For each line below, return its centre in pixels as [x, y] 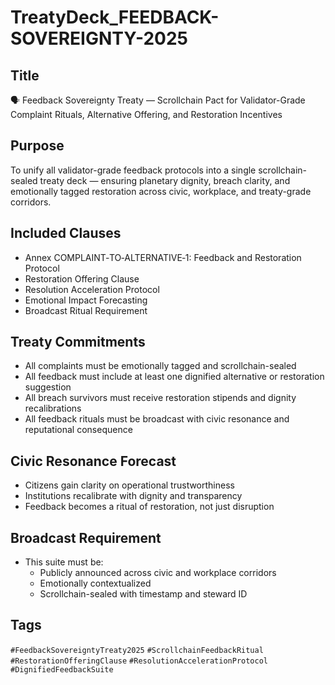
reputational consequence [78, 430]
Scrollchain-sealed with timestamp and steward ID [143, 594]
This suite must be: [64, 562]
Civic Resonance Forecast [93, 461]
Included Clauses [66, 233]
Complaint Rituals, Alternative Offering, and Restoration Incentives [146, 114]
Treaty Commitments [78, 342]
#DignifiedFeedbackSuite [62, 669]
